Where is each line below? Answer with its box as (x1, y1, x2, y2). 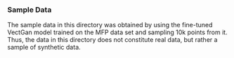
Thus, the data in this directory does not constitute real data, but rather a (7, 36, 218, 44)
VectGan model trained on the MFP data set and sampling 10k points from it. (7, 28, 228, 36)
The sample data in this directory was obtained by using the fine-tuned (7, 21, 213, 29)
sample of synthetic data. (7, 43, 81, 52)
